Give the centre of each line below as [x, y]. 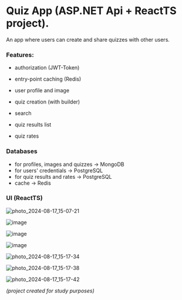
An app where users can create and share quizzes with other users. [88, 39]
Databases [22, 151]
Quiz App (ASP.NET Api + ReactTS [92, 11]
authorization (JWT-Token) [47, 68]
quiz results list [33, 125]
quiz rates [27, 136]
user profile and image [42, 91]
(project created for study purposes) [50, 291]
